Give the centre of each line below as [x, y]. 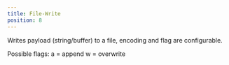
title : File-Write [34, 14]
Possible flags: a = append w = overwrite [67, 54]
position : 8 [25, 20]
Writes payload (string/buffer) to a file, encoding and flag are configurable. [115, 40]
